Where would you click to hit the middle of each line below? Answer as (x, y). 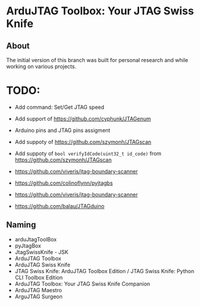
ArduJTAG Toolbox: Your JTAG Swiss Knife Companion (82, 284)
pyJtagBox (28, 246)
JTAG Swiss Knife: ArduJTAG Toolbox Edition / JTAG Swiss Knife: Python (104, 271)
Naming (21, 225)
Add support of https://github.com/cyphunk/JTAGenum (83, 118)
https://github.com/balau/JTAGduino (59, 206)
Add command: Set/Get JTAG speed (59, 107)
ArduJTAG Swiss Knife (42, 265)
